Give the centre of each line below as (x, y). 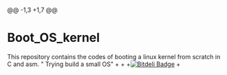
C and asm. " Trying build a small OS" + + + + (94, 64)
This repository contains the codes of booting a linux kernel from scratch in (114, 56)
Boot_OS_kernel (54, 38)
